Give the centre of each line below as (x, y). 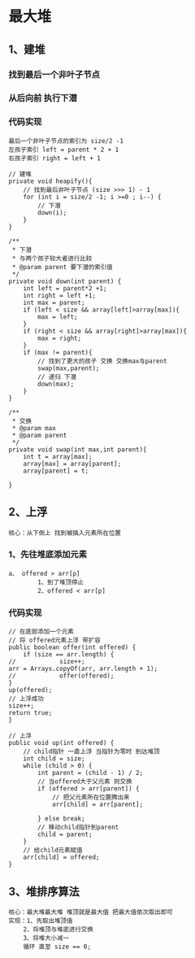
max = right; (60, 338)
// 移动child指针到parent (78, 827)
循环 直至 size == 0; (57, 947)
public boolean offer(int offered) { (72, 647)
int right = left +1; (59, 295)
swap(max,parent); (69, 368)
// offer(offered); (61, 676)
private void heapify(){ (50, 181)
